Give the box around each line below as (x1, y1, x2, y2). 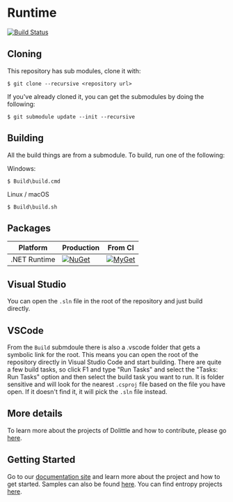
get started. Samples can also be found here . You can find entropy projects (7, 480, 223, 488)
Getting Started (7, 454, 76, 466)
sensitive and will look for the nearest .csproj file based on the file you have (7, 380, 226, 388)
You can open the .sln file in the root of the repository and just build (7, 297, 203, 305)
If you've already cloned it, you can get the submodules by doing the (7, 92, 204, 100)
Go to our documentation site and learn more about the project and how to (7, 472, 220, 480)
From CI (107, 243, 134, 252)
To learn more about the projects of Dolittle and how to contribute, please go (7, 426, 227, 434)
